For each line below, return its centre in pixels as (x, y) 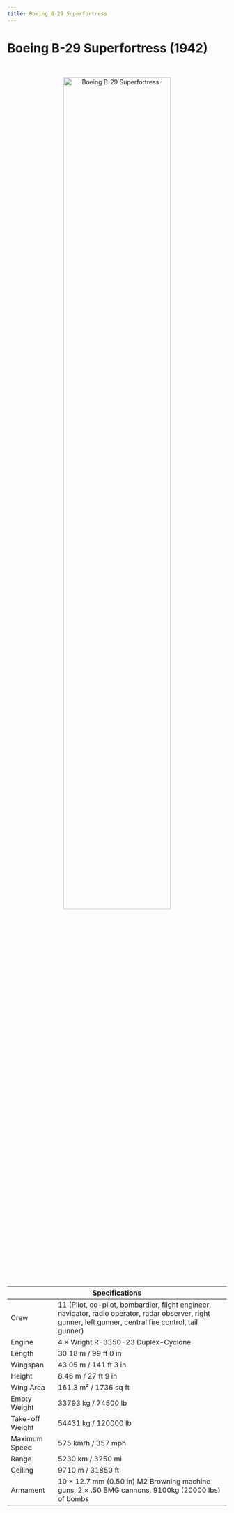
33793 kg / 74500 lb (93, 1403)
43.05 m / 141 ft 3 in (92, 1365)
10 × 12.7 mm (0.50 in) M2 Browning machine (134, 1481)
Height (22, 1376)
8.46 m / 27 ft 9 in (88, 1376)
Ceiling (22, 1470)
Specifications (117, 1293)
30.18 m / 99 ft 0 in (90, 1353)
